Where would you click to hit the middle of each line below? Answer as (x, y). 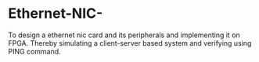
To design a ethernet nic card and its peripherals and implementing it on (124, 35)
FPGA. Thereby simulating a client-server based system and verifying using (130, 43)
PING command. (34, 51)
